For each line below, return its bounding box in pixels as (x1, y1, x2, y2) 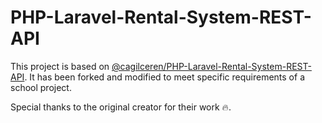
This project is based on (10, 60, 110, 72)
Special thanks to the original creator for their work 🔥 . (10, 101, 232, 113)
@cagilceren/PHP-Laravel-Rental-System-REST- (111, 60, 312, 72)
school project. (10, 81, 72, 93)
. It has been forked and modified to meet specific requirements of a (24, 71, 305, 83)
